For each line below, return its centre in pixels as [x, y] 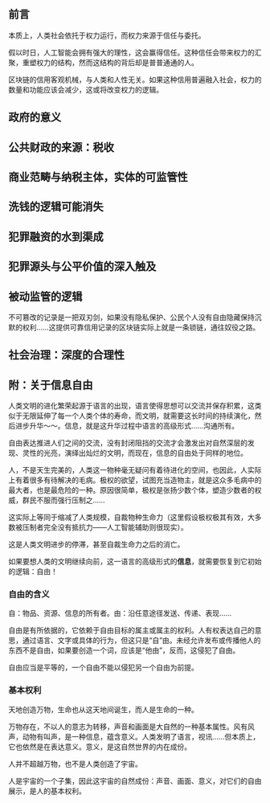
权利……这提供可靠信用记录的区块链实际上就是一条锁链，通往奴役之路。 [141, 327]
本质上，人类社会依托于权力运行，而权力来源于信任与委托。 [107, 35]
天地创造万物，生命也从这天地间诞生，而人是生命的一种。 [103, 709]
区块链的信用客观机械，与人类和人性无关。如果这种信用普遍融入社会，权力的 [135, 80]
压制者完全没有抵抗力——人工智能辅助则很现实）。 [105, 527]
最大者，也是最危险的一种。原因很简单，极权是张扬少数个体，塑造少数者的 [131, 490]
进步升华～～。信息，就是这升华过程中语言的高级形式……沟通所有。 [127, 426]
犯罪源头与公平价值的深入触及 [82, 266]
